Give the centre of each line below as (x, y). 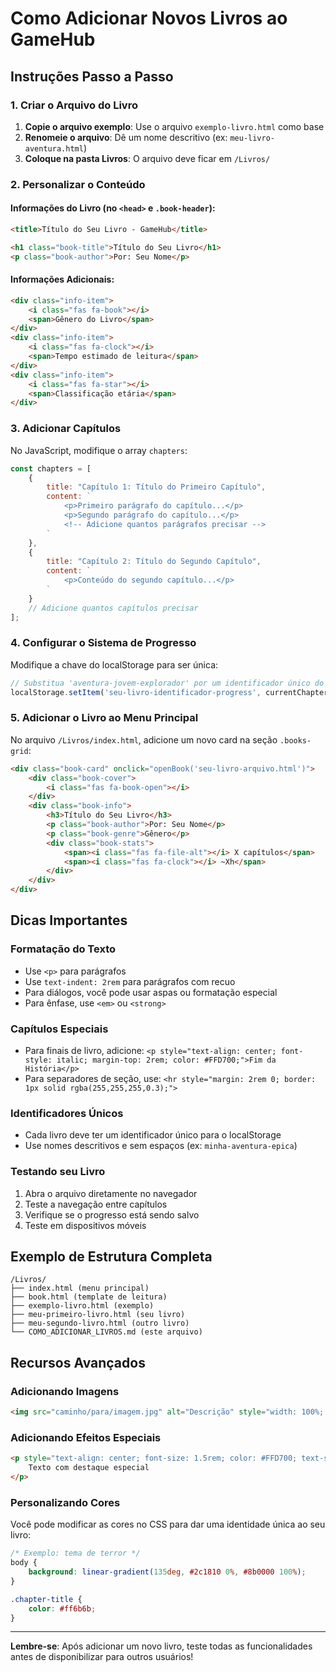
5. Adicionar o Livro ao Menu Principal (104, 718)
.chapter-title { (46, 1599)
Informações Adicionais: (62, 279)
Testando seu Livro (58, 1172)
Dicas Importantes (69, 920)
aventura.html (54, 148)
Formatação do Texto (63, 949)
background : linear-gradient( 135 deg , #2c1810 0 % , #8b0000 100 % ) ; (167, 1572)
